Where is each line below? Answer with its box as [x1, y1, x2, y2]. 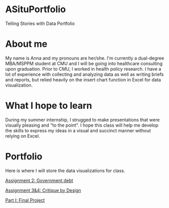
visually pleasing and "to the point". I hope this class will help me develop [5, 122, 159, 128]
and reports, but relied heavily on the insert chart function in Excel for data [5, 76, 161, 82]
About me [5, 38, 48, 50]
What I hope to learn [5, 100, 92, 111]
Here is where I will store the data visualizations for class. [5, 167, 125, 173]
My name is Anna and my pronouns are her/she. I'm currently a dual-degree [5, 55, 164, 61]
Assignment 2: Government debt [5, 177, 74, 184]
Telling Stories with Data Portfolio [5, 20, 75, 26]
